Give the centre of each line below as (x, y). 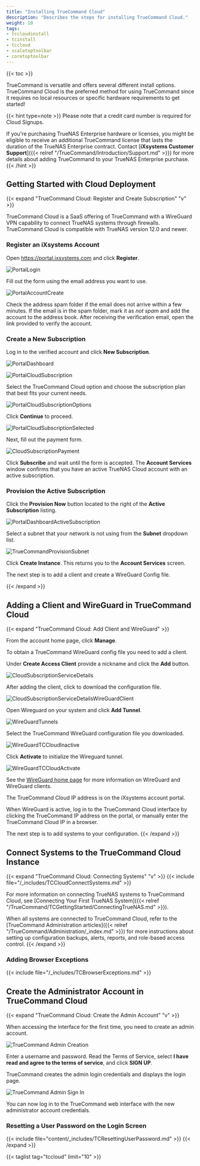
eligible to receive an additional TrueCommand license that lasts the (90, 140)
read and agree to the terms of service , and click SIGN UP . (79, 1063)
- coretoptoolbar (28, 56)
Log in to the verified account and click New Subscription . (78, 352)
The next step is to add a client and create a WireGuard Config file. (88, 575)
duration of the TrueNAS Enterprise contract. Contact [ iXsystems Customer (100, 146)
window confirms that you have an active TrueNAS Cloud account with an (97, 469)
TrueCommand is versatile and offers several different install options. (91, 85)
